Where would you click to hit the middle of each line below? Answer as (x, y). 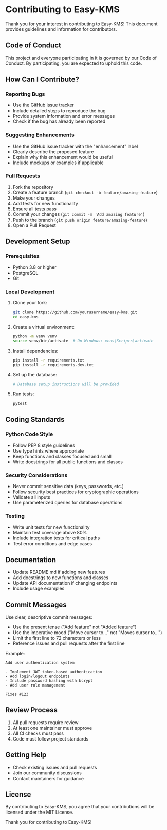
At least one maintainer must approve (52, 728)
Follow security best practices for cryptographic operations (76, 492)
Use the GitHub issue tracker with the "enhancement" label (75, 146)
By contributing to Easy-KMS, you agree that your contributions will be (80, 807)
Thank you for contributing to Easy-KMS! (49, 822)
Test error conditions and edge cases (52, 544)
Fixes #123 (17, 694)
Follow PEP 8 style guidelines (44, 445)
